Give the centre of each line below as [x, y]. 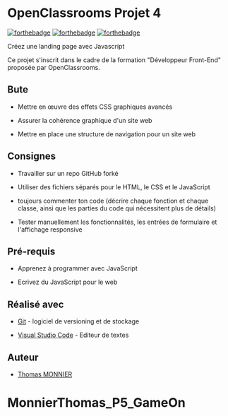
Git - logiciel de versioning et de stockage [78, 321]
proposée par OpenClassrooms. [54, 67]
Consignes [32, 156]
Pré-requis [31, 251]
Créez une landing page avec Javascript [66, 46]
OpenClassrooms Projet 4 [84, 13]
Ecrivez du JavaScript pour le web [67, 282]
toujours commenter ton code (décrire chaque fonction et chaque [113, 201]
